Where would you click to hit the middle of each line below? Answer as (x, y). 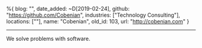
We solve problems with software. (48, 39)
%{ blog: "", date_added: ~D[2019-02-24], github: (68, 9)
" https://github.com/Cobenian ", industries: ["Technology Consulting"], (93, 15)
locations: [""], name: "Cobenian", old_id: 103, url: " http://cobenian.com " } (98, 21)
